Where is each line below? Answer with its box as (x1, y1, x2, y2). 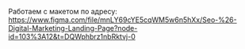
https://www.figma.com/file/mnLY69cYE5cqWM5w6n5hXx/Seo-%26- (8, 15, 237, 24)
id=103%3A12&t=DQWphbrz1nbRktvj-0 (8, 32, 136, 41)
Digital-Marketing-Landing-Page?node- (8, 24, 138, 32)
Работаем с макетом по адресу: (8, 7, 117, 16)
